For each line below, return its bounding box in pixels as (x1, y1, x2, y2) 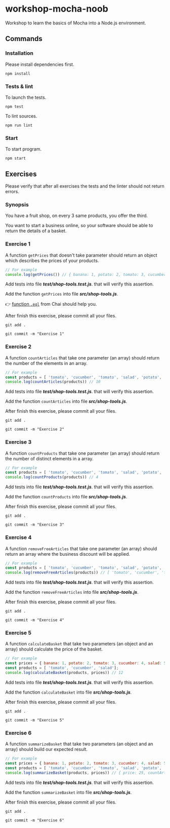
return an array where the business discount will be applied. (5, 551, 131, 557)
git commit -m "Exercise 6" (5, 817, 65, 823)
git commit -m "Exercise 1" (5, 332, 65, 337)
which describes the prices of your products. (5, 257, 99, 264)
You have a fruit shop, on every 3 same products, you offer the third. (5, 212, 148, 219)
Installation (5, 50, 34, 57)
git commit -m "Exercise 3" (5, 522, 65, 527)
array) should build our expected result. (5, 746, 88, 752)
